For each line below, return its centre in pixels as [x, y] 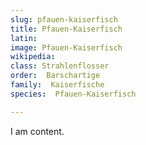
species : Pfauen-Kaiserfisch [73, 94]
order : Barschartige [55, 76]
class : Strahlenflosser [60, 66]
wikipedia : [33, 57]
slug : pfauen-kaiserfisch [64, 19]
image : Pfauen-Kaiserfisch [66, 47]
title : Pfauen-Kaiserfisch [66, 29]
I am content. [37, 131]
